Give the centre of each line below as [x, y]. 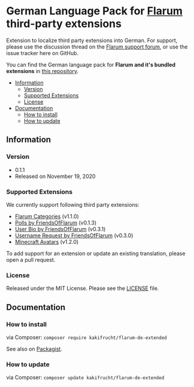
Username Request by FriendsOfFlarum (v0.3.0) [74, 235]
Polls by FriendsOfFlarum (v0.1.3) [56, 222]
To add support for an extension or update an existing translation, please [96, 253]
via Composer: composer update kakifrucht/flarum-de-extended [85, 377]
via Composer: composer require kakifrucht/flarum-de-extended [87, 337]
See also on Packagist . [34, 349]
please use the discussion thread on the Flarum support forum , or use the [97, 47]
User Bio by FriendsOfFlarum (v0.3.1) [60, 229]
